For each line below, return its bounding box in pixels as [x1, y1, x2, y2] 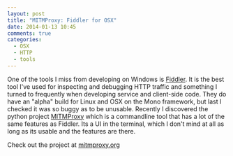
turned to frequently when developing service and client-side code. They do [7, 90, 227, 98]
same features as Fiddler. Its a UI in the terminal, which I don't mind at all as [7, 120, 225, 128]
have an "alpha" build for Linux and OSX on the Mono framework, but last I [7, 97, 222, 106]
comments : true [7, 29, 52, 37]
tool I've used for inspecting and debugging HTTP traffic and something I [7, 82, 218, 91]
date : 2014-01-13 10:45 [7, 23, 77, 30]
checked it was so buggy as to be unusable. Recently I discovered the [7, 104, 209, 113]
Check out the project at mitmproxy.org [7, 141, 121, 149]
